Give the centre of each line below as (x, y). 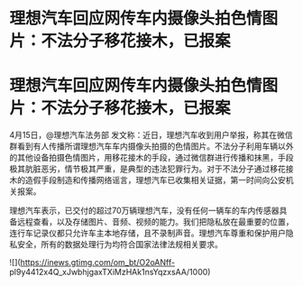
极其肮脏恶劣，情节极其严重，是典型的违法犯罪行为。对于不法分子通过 (140, 169)
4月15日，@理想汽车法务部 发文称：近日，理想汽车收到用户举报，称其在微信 (151, 135)
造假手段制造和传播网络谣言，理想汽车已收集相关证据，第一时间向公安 (155, 180)
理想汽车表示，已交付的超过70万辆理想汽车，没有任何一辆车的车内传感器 (144, 211)
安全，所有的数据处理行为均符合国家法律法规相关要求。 (119, 244)
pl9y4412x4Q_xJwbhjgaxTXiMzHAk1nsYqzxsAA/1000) (110, 272)
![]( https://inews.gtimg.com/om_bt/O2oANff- (92, 263)
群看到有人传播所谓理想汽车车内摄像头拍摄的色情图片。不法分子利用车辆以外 (151, 146)
